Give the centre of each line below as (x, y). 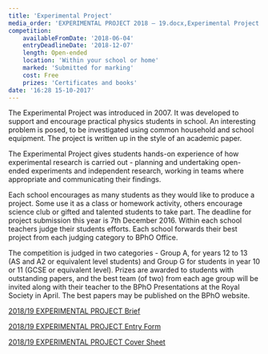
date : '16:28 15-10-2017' (51, 90)
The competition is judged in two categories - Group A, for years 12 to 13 (128, 253)
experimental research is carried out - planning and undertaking (114, 163)
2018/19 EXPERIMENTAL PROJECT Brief (74, 311)
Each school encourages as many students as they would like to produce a (132, 195)
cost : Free (41, 75)
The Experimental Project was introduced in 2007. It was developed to (124, 113)
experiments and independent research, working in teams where (137, 171)
